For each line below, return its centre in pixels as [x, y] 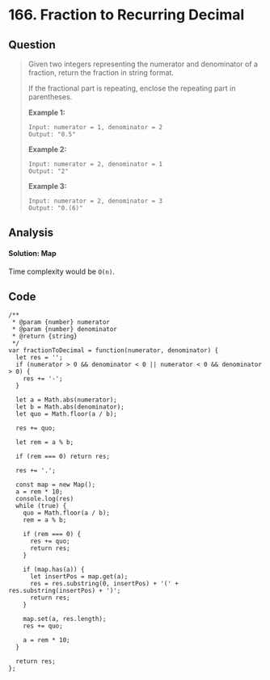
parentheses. [50, 97]
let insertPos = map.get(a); [79, 577]
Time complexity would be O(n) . [62, 271]
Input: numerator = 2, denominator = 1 [95, 164]
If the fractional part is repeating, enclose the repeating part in [132, 88]
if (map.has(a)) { [54, 570]
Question [32, 45]
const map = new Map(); [55, 485]
